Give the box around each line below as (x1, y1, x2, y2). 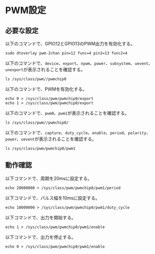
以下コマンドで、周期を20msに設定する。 (5, 175, 92, 181)
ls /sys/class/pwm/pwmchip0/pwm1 (5, 146, 76, 151)
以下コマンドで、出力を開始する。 (5, 214, 76, 220)
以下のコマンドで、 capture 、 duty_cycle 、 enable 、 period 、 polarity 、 (5, 130, 151, 135)
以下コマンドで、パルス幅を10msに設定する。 (5, 195, 100, 201)
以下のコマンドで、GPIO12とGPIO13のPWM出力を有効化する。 (5, 41, 135, 46)
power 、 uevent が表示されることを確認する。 (5, 136, 97, 142)
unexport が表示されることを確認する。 (5, 67, 86, 72)
